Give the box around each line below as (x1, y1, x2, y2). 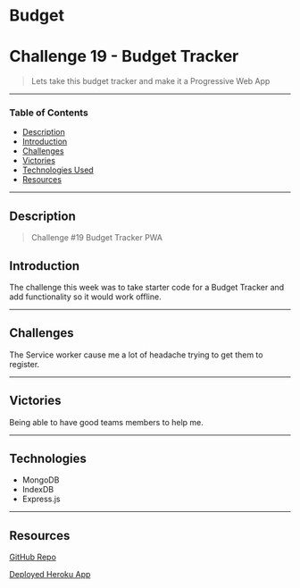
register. (9, 358, 40, 369)
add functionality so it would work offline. (9, 291, 162, 302)
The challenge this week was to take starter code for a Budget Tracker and (9, 282, 285, 293)
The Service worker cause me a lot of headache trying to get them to (9, 349, 263, 360)
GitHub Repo (9, 551, 56, 563)
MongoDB (21, 475, 60, 485)
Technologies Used (21, 164, 94, 175)
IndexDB (21, 484, 54, 495)
